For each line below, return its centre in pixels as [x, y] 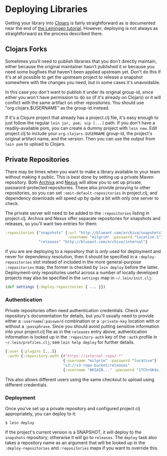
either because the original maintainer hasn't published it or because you [80, 66]
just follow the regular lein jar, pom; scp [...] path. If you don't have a [80, 122]
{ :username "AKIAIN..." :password [99, 370]
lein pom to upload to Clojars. [35, 144]
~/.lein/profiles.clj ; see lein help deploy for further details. [70, 342]
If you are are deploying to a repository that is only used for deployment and [83, 251]
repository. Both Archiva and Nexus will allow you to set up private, [74, 182]
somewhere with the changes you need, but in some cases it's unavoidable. [83, 82]
